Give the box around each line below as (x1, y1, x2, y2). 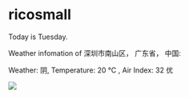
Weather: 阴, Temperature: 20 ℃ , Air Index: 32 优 (8, 65, 174, 75)
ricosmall (8, 6, 72, 24)
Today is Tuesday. (8, 32, 68, 41)
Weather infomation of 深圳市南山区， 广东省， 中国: (8, 48, 182, 57)
